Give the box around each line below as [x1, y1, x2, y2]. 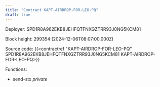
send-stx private [12, 76, 48, 82]
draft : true [5, 12, 30, 17]
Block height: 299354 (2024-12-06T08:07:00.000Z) [5, 36, 114, 42]
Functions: [5, 66, 27, 72]
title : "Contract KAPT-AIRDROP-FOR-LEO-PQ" [5, 7, 99, 13]
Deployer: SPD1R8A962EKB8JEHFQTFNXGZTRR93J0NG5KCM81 [5, 26, 141, 32]
